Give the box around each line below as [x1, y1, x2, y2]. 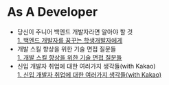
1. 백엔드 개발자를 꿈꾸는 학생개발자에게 [16, 36, 123, 45]
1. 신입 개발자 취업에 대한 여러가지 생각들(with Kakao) [16, 70, 162, 79]
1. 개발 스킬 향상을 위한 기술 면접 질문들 [16, 53, 122, 62]
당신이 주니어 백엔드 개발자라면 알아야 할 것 [16, 27, 133, 36]
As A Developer [7, 4, 98, 20]
